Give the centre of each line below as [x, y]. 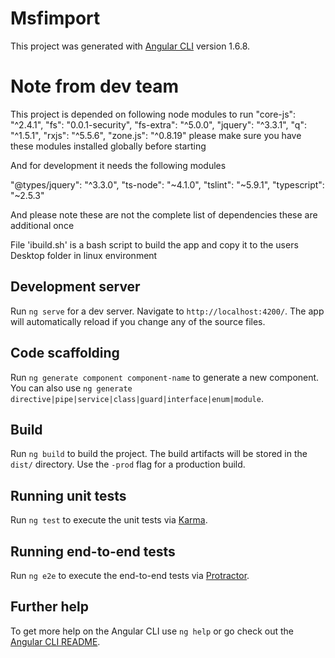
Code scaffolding [65, 353]
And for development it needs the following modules [118, 165]
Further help [50, 607]
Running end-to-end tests [93, 551]
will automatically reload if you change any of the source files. [138, 321]
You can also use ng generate [71, 388]
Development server [75, 287]
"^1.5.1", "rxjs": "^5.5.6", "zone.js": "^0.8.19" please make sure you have [156, 135]
